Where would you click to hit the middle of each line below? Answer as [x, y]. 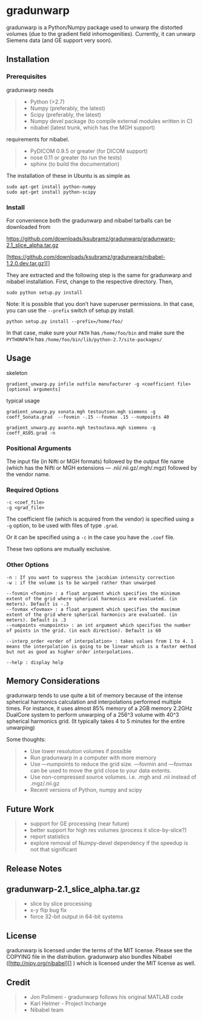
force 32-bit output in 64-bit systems [76, 916]
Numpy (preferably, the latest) [68, 108]
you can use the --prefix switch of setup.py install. [71, 310]
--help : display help [35, 662]
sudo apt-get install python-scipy [51, 192]
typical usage [23, 401]
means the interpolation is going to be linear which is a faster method [101, 646]
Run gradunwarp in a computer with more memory [93, 758]
